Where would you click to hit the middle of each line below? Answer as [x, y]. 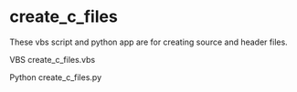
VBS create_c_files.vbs [53, 59]
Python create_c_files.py [56, 77]
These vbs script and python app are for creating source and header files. [148, 42]
